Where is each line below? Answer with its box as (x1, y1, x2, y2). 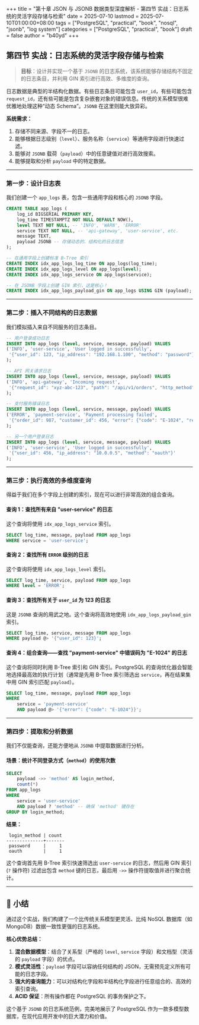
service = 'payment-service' (17, 701, 89, 707)
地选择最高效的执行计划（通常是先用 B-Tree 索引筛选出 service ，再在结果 (6, 671, 186, 678)
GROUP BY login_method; (6, 809, 65, 815)
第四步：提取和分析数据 (6, 727, 73, 736)
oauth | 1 (8, 848, 62, 854)
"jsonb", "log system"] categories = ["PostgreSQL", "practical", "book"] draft (6, 26, 192, 33)
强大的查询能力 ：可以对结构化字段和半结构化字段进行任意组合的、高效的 (14, 978, 191, 985)
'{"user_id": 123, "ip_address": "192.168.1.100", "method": (8, 352, 163, 358)
